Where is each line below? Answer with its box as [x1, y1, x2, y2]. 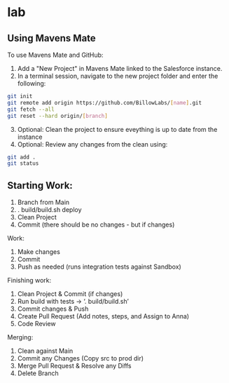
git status [7, 160, 39, 167]
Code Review [17, 320, 56, 328]
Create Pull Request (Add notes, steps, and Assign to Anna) [17, 312, 190, 321]
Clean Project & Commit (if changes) [17, 290, 123, 298]
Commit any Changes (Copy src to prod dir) [17, 354, 144, 363]
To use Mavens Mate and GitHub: [7, 51, 104, 59]
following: [17, 79, 46, 88]
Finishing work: [7, 276, 51, 285]
